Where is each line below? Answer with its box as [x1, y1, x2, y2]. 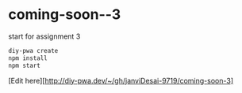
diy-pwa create [8, 46, 59, 54]
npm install [8, 54, 48, 62]
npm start [8, 61, 41, 69]
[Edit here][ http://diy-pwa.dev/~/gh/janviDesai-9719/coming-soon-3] [8, 76, 234, 85]
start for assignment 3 [8, 32, 81, 41]
